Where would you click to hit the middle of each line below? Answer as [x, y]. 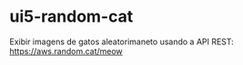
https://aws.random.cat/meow [66, 51]
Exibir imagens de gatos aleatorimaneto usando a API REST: [121, 42]
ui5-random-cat [71, 17]
